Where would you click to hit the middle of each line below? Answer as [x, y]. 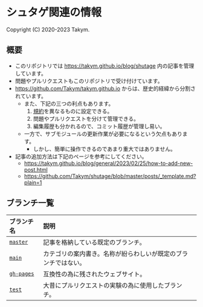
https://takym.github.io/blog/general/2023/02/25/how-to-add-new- [108, 163]
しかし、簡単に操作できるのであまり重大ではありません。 [105, 149]
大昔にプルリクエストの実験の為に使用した [104, 285]
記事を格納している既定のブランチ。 [95, 242]
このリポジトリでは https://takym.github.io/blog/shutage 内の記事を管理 [105, 66]
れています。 [31, 96]
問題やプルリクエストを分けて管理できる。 [86, 118]
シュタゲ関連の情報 [54, 12]
